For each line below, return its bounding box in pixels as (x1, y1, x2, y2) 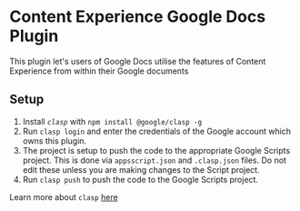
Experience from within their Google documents (9, 65, 189, 76)
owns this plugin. (22, 135, 87, 146)
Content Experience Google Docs (9, 6, 266, 27)
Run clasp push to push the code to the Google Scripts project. (22, 174, 259, 185)
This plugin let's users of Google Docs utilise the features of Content (9, 55, 266, 66)
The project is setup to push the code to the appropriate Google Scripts (22, 145, 291, 156)
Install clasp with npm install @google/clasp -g (22, 116, 203, 126)
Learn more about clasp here (9, 191, 118, 202)
